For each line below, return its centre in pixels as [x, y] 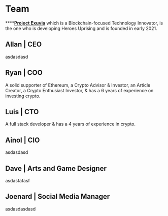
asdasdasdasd [21, 209]
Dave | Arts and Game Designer [56, 168]
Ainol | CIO [23, 140]
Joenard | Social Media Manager [58, 197]
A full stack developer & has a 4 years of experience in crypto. [71, 124]
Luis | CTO [22, 112]
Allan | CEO [24, 45]
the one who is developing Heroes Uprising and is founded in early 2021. [81, 28]
